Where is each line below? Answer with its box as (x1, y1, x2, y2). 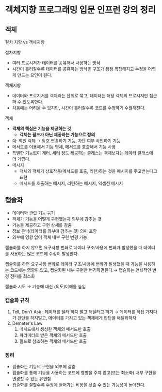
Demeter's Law (12, 320, 43, 326)
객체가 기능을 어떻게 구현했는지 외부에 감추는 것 (12, 216, 102, 222)
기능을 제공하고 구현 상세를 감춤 (12, 222, 72, 228)
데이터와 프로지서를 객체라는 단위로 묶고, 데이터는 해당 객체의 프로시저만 (12, 93, 148, 98)
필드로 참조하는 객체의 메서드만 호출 (19, 338, 87, 344)
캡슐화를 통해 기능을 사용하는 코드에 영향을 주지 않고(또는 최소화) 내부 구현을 (12, 370, 157, 375)
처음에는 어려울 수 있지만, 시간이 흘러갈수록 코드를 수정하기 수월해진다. (12, 105, 146, 111)
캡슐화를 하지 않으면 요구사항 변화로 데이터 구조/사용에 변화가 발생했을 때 (5, 244, 143, 250)
